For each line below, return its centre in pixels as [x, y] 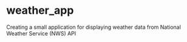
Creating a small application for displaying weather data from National [93, 27]
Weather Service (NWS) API [41, 33]
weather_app [40, 10]
